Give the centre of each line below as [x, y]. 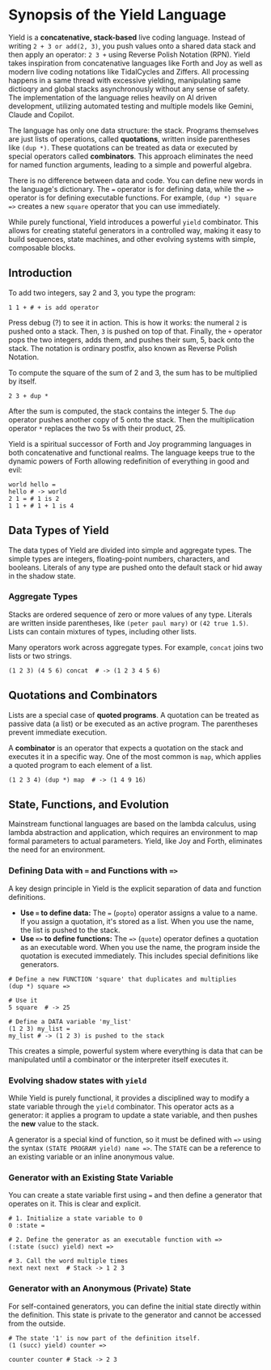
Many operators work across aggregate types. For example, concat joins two [136, 647]
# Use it [23, 1000]
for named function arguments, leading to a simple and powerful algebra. [130, 164]
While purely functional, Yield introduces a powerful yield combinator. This [133, 222]
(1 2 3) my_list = [39, 1029]
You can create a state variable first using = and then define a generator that [135, 1195]
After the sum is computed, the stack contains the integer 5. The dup [122, 411]
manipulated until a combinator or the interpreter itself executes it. [119, 1059]
